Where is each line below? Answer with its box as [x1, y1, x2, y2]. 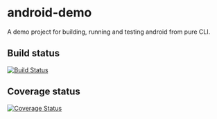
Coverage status [7, 86, 81, 98]
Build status [7, 47, 60, 59]
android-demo [7, 5, 92, 21]
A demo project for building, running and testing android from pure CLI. [7, 28, 211, 36]
